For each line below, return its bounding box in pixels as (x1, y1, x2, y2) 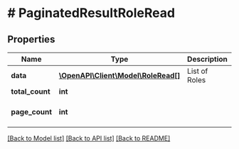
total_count (11, 87, 51, 96)
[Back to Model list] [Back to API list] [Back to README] (7, 134, 171, 143)
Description (187, 55, 228, 64)
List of (187, 66, 208, 76)
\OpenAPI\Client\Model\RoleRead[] (58, 71, 181, 80)
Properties (7, 33, 55, 45)
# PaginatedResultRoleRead (7, 5, 176, 21)
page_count (11, 107, 52, 116)
